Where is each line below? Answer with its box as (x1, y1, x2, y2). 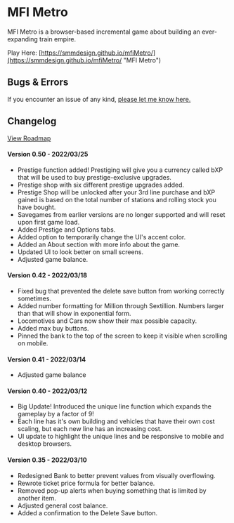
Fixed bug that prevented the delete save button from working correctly (17, 286, 225, 295)
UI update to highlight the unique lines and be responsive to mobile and (17, 432, 224, 441)
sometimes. (17, 294, 51, 303)
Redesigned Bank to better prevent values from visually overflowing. (17, 471, 216, 479)
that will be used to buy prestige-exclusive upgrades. (17, 173, 172, 181)
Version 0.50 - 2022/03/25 (7, 150, 89, 159)
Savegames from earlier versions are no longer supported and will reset (17, 210, 226, 218)
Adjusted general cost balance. (17, 501, 108, 510)
